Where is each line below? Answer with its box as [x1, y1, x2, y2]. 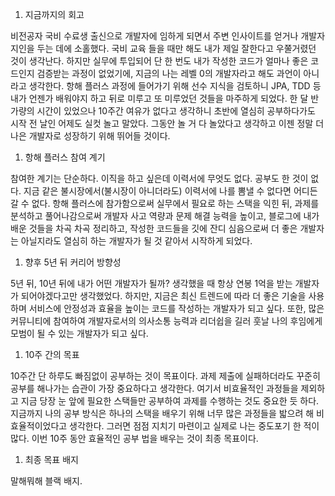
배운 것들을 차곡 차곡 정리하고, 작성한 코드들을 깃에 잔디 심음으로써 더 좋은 [10, 223, 298, 234]
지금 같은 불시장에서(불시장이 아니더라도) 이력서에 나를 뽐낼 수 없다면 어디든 [23, 185, 318, 197]
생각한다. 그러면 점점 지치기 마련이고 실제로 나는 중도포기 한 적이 [69, 420, 320, 432]
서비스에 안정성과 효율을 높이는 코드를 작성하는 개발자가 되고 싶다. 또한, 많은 [28, 303, 325, 314]
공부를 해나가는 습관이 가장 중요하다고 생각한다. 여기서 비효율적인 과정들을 [10, 383, 299, 394]
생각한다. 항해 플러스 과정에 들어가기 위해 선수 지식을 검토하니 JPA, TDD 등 [28, 80, 322, 92]
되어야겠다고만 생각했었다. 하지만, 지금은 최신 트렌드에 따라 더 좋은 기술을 [20, 290, 307, 302]
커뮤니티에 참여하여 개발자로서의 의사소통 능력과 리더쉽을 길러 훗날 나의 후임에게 [10, 315, 323, 327]
